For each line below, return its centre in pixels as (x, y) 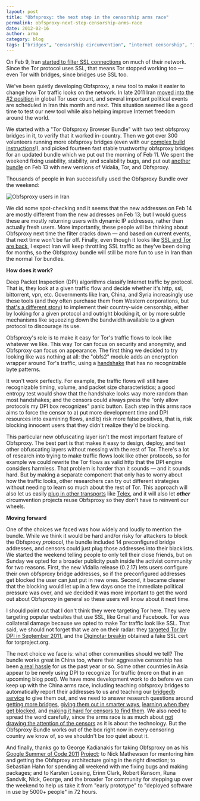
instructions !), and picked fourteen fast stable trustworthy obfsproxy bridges (100, 148)
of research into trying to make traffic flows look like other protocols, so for (98, 456)
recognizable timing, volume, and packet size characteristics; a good (90, 387)
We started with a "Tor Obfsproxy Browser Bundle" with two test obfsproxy (98, 129)
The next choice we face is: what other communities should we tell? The (95, 653)
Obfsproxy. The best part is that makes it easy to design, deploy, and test (96, 443)
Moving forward (26, 518)
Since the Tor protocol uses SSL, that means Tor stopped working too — (95, 68)
